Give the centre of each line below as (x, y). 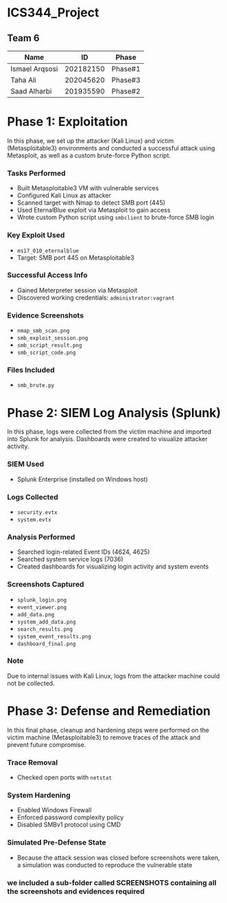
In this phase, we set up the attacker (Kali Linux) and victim (91, 141)
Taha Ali (23, 80)
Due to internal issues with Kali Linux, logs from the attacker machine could (113, 676)
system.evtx (34, 520)
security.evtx (37, 512)
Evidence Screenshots (46, 315)
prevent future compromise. (47, 744)
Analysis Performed (41, 537)
